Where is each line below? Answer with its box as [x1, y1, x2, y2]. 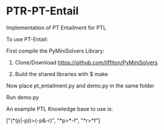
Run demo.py [6, 93, 40, 101]
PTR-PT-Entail [6, 4, 79, 18]
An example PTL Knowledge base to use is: [6, 105, 113, 112]
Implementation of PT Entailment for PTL [6, 24, 107, 31]
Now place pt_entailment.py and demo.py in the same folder [6, 82, 154, 89]
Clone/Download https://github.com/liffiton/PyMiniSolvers [14, 59, 158, 66]
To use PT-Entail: [6, 35, 48, 43]
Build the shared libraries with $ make [14, 70, 108, 77]
